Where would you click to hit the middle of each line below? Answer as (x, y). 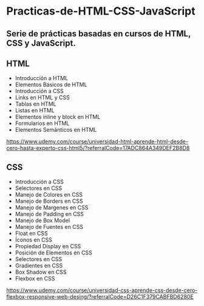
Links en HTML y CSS (42, 98)
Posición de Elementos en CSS (53, 253)
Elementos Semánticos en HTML (56, 130)
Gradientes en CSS (39, 266)
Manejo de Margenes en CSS (52, 208)
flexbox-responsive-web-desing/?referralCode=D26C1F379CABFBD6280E (100, 297)
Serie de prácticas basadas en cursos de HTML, (99, 34)
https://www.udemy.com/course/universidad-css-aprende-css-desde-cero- (102, 290)
